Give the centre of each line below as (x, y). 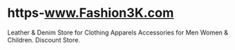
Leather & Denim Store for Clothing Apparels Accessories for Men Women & (118, 32)
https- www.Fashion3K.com (91, 13)
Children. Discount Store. (44, 39)
